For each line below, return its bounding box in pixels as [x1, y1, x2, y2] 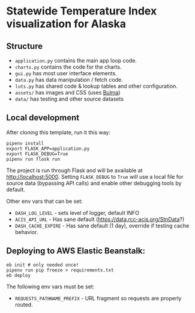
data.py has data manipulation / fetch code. [14, 76, 123, 83]
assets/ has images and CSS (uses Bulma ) [14, 89, 121, 96]
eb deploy [6, 272, 31, 278]
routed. [14, 301, 33, 308]
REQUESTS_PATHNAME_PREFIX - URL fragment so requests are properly [14, 294, 182, 302]
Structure [6, 41, 43, 51]
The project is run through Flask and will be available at [6, 167, 143, 174]
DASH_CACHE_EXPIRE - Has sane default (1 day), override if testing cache [14, 222, 190, 229]
